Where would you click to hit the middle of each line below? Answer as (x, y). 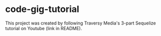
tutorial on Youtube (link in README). (44, 28)
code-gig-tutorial (42, 9)
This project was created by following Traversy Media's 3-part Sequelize (80, 23)
